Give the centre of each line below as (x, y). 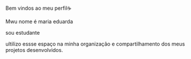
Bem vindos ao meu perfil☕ (39, 8)
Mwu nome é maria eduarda (39, 21)
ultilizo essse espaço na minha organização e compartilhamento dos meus (95, 44)
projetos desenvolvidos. (34, 50)
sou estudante (23, 33)
